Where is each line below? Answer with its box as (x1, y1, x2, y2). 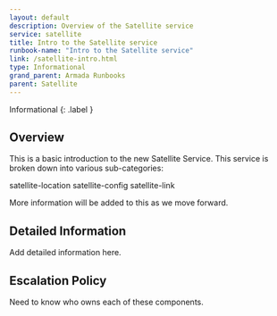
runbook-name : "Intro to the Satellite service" (9, 46, 194, 55)
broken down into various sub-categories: (9, 162, 164, 174)
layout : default (9, 12, 70, 22)
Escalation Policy (9, 273, 107, 288)
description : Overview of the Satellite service (9, 21, 194, 30)
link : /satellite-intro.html (9, 54, 118, 63)
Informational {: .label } (9, 104, 94, 114)
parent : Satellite (9, 79, 78, 88)
